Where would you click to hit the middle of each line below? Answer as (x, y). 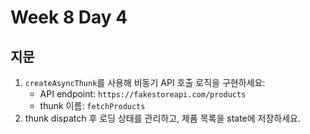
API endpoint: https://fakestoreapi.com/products (143, 94)
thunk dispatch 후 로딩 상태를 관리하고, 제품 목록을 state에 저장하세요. (163, 118)
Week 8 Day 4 (69, 17)
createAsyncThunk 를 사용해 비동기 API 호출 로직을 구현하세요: (145, 82)
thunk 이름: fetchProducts (92, 105)
